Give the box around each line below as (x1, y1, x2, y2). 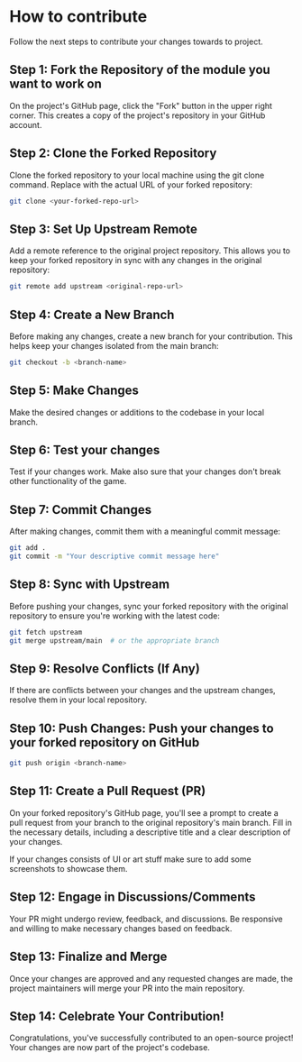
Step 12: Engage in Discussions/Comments (9, 890, 256, 905)
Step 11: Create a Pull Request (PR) (9, 783, 206, 799)
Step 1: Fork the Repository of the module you (9, 62, 270, 78)
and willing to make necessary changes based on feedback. (9, 922, 233, 934)
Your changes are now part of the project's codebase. (9, 1042, 210, 1053)
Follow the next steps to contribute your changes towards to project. (9, 36, 263, 47)
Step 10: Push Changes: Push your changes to (9, 720, 274, 736)
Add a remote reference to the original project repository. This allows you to (9, 245, 291, 256)
